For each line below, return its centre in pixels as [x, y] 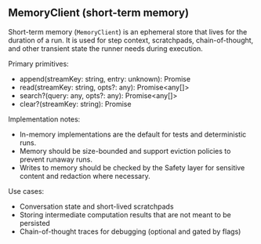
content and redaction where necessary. [85, 176]
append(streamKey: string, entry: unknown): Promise [105, 78]
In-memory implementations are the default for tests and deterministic [133, 134]
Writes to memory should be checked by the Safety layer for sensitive [132, 167]
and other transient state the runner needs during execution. [106, 48]
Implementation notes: [44, 119]
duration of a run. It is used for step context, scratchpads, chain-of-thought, [131, 40]
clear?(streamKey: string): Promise [75, 104]
